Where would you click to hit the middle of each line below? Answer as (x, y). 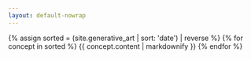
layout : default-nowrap (47, 15)
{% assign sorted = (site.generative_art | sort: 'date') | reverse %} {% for (126, 38)
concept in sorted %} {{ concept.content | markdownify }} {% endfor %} (125, 46)
